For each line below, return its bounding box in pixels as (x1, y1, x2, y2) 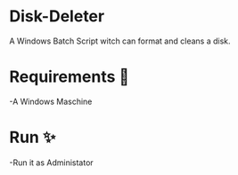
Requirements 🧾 (9, 67, 130, 87)
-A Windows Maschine (9, 96, 93, 107)
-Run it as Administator (9, 157, 94, 168)
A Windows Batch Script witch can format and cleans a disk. (9, 36, 231, 46)
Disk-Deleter (9, 6, 105, 27)
